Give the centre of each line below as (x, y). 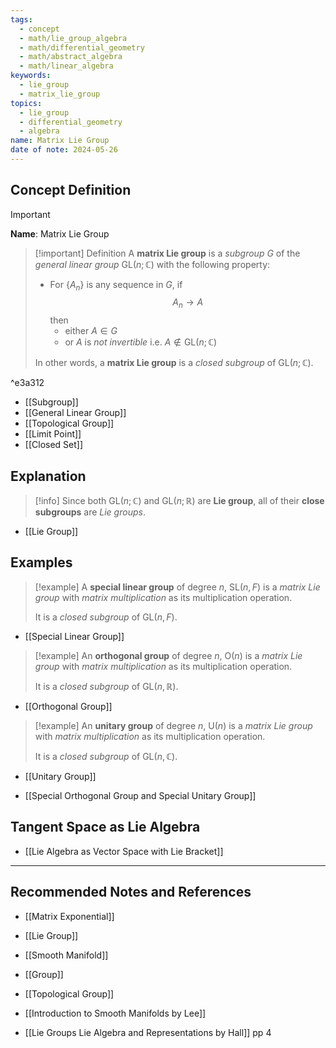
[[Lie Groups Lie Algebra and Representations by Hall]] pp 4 (148, 1032)
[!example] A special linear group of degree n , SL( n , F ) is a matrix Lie (177, 587)
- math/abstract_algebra (71, 57)
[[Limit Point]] (53, 434)
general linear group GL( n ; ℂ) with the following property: (152, 264)
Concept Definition (71, 190)
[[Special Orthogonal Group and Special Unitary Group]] (140, 795)
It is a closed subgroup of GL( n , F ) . (106, 617)
